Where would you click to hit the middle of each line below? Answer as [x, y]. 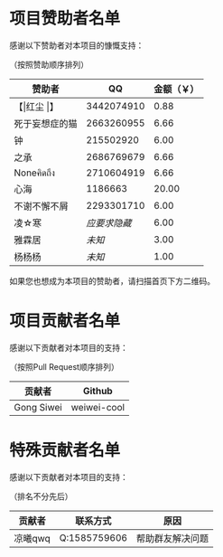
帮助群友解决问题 [172, 538]
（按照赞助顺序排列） [49, 64]
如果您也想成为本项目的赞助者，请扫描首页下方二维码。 [112, 280]
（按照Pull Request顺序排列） [64, 366]
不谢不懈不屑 [42, 206]
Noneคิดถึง [35, 173]
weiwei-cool [98, 407]
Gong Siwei [38, 407]
